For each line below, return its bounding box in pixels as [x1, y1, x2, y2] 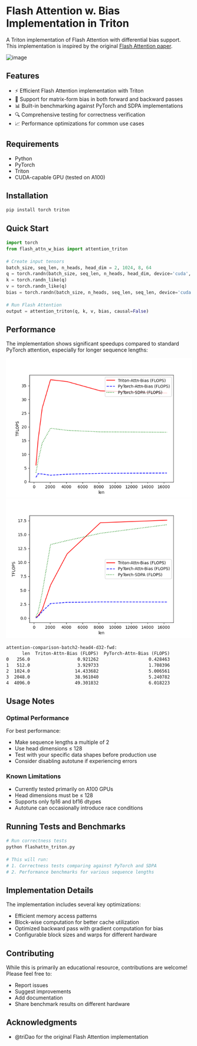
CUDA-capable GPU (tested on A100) [14, 173, 106, 181]
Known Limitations [6, 772, 61, 780]
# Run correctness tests [6, 838, 67, 844]
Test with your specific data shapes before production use [14, 751, 157, 759]
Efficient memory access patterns [14, 913, 97, 920]
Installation [6, 191, 48, 201]
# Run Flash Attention [6, 302, 62, 308]
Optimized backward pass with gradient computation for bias [14, 925, 163, 932]
